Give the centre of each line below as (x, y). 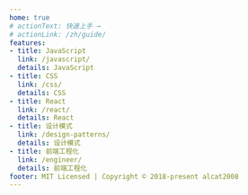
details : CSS (42, 93)
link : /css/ (40, 84)
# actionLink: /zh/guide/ (58, 34)
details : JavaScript (56, 68)
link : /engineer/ (50, 160)
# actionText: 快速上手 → (55, 26)
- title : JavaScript (48, 51)
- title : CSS (34, 76)
